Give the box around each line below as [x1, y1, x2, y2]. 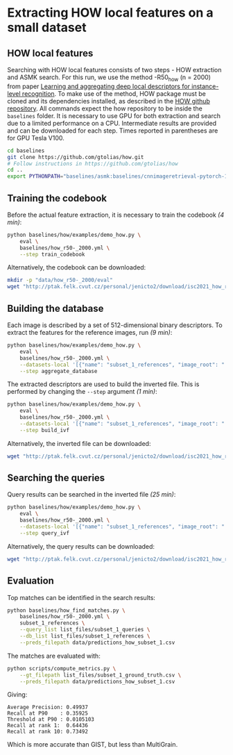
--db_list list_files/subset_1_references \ [19, 633, 150, 640]
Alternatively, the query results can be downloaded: [7, 542, 155, 550]
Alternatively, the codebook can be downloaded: [7, 263, 146, 272]
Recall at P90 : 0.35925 [7, 710, 89, 717]
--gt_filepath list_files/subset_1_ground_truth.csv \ [19, 672, 182, 679]
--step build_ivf [19, 426, 70, 433]
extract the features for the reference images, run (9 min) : [7, 329, 173, 337]
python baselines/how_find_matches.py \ [7, 606, 126, 614]
